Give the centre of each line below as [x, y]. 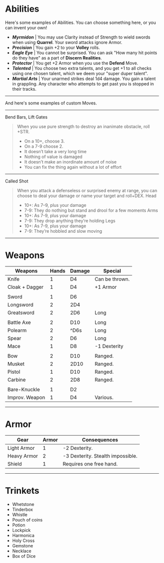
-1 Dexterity [109, 346]
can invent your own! [26, 27]
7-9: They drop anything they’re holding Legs [70, 221]
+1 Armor [106, 287]
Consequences [100, 440]
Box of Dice [24, 556]
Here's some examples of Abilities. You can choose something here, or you [81, 22]
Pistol [14, 372]
